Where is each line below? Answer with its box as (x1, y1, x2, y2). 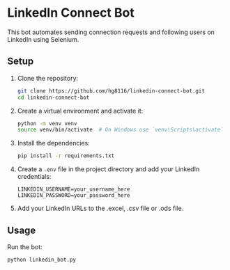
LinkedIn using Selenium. (7, 35, 79, 43)
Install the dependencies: (17, 139, 91, 148)
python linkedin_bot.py (7, 256, 77, 263)
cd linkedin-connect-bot (17, 94, 90, 101)
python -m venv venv (17, 120, 77, 127)
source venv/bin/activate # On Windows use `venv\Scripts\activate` (17, 127, 224, 134)
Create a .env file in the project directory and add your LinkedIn (17, 165, 200, 173)
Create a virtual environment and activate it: (17, 106, 144, 115)
